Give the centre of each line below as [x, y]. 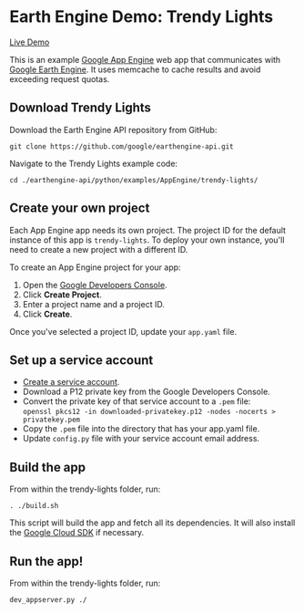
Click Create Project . [62, 295]
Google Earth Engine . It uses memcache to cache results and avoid [135, 69]
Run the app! [46, 561]
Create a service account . [71, 382]
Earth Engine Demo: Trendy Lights [142, 17]
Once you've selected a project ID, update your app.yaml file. [123, 331]
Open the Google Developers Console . [95, 285]
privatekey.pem [51, 420]
